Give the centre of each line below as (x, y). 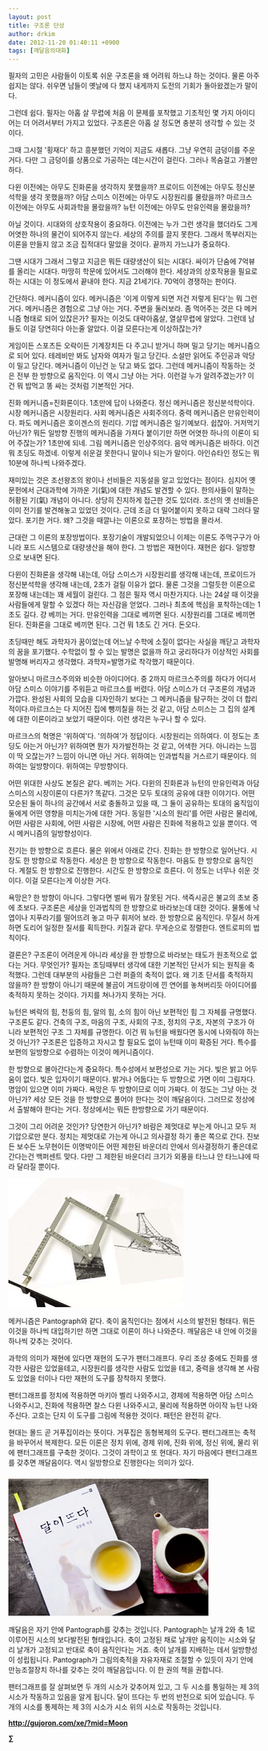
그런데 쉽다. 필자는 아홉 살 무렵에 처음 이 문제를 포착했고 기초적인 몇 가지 (121, 113)
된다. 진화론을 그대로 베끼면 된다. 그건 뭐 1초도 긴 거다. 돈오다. (104, 625)
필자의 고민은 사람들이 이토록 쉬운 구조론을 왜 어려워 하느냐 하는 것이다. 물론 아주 (134, 75)
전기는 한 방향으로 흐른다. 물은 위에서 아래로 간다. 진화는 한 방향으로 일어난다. (129, 850)
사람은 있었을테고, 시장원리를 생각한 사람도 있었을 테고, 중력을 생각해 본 (134, 1368)
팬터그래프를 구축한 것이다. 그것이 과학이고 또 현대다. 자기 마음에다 (120, 1452)
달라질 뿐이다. (38, 1167)
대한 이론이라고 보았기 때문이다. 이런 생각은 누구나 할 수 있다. (111, 719)
